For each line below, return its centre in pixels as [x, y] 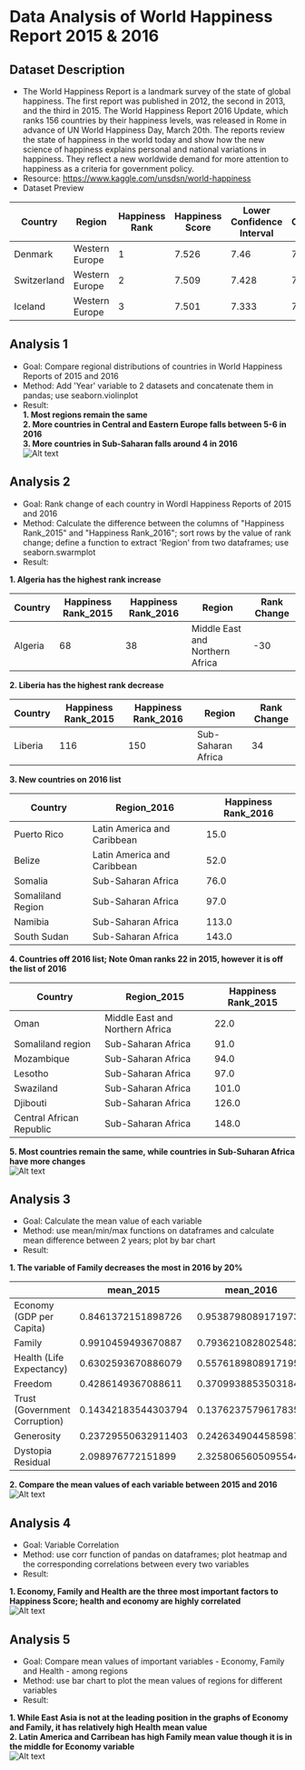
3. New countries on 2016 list [65, 779]
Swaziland [36, 1088]
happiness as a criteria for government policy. [108, 169]
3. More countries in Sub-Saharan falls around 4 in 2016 [130, 444]
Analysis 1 [39, 344]
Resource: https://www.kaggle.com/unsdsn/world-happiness [137, 178]
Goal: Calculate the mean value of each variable [112, 1221]
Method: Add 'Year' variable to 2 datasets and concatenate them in [148, 385]
